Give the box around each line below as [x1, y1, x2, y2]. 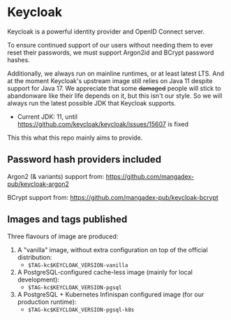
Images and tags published [7, 214, 128, 226]
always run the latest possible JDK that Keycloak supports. [7, 99, 177, 107]
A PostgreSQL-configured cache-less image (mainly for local [17, 268, 193, 276]
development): [17, 275, 59, 284]
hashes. [7, 55, 30, 64]
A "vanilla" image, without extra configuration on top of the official [17, 245, 208, 254]
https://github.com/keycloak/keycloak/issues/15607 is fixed [17, 119, 188, 128]
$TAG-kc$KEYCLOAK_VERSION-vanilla [27, 261, 128, 269]
